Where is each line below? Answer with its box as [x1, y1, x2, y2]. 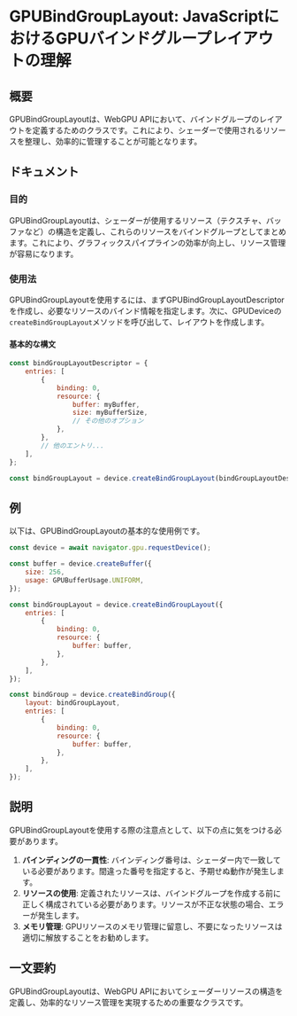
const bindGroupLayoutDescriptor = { [9, 359, 148, 368]
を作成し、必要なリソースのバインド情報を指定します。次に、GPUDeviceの [9, 305, 282, 316]
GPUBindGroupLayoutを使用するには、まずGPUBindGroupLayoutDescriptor [9, 294, 285, 305]
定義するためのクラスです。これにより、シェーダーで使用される [32, 125, 263, 136]
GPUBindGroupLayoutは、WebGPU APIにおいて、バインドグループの [9, 114, 260, 124]
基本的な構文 [9, 339, 56, 349]
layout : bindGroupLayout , [25, 699, 121, 707]
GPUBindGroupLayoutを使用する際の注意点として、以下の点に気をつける [9, 825, 275, 835]
